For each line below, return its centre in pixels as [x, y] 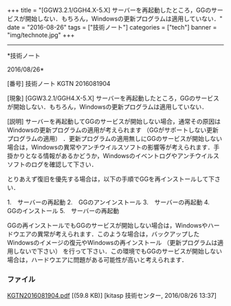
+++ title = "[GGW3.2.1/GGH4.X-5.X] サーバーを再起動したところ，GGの [109, 10]
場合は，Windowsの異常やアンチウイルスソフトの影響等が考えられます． [110, 147]
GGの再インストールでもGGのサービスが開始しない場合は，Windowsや [108, 225]
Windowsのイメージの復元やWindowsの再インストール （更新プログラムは [112, 242]
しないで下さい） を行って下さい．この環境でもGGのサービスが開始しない [117, 251]
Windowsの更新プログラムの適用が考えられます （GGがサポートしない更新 [113, 130]
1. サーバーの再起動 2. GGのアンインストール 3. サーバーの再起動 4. [108, 202]
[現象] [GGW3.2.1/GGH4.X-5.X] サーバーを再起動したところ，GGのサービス [113, 98]
